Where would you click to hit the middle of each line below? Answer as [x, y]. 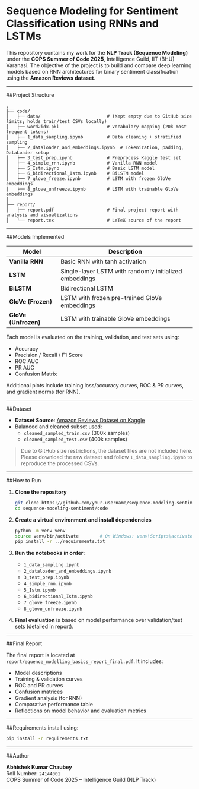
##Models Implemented [35, 236]
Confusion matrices [39, 692]
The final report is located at [41, 655]
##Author [18, 756]
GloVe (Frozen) [31, 301]
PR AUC [24, 367]
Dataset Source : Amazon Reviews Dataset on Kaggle [80, 420]
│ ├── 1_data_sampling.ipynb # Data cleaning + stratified [94, 137]
